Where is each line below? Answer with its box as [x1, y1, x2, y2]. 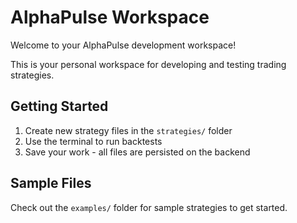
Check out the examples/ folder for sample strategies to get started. [10, 201, 288, 213]
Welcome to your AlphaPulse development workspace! [10, 39, 237, 51]
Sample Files [10, 175, 92, 192]
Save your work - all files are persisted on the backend [24, 146, 251, 158]
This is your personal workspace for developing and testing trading [10, 58, 287, 70]
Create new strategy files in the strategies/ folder [24, 124, 233, 136]
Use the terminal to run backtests [24, 135, 163, 147]
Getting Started [10, 98, 109, 115]
